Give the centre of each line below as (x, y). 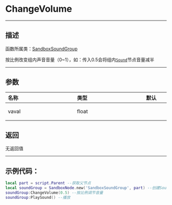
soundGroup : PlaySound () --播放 (38, 197)
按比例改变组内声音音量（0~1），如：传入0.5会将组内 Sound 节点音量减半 (80, 59)
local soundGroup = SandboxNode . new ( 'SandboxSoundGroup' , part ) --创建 (83, 188)
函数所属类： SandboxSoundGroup (41, 49)
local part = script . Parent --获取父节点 (48, 183)
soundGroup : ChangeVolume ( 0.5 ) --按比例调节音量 (54, 193)
